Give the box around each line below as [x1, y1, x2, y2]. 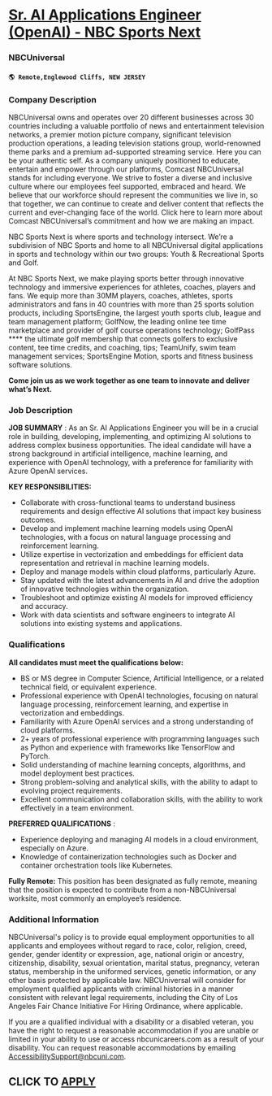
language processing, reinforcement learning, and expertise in [19, 699, 229, 709]
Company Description [8, 94, 97, 105]
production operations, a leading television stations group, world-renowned [8, 138, 261, 148]
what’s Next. [8, 385, 53, 394]
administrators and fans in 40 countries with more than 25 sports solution [8, 299, 254, 309]
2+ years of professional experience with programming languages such [19, 733, 260, 743]
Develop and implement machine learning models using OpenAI [19, 524, 234, 533]
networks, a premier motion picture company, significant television [8, 130, 231, 139]
